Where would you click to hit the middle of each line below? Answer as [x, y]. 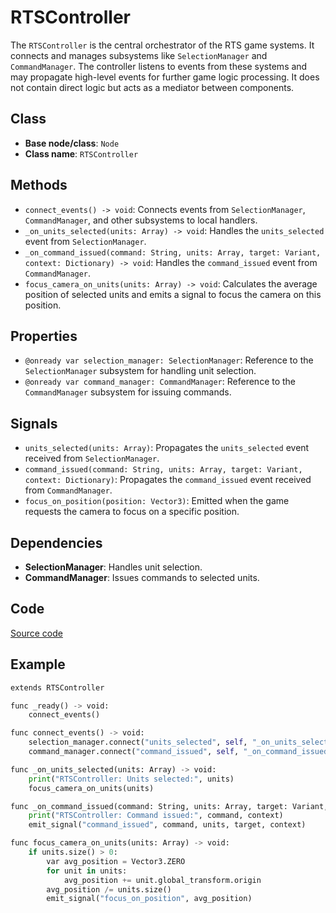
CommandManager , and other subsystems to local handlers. [141, 220]
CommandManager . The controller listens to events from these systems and [159, 66]
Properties [44, 336]
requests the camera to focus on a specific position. [132, 512]
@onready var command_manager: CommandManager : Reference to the [160, 382]
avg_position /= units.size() [109, 889]
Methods [39, 185]
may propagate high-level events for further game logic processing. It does [165, 77]
